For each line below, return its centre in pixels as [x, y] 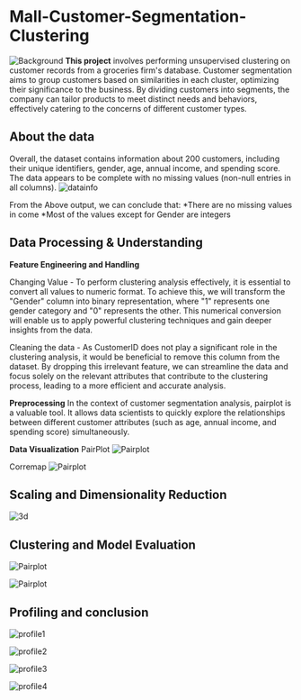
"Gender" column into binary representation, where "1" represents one [140, 301]
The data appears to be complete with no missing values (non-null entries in [150, 177]
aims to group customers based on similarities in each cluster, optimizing [144, 79]
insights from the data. [51, 330]
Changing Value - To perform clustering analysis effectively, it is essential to [150, 282]
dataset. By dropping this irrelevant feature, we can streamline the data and [149, 366]
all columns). [33, 187]
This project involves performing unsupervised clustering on [177, 60]
